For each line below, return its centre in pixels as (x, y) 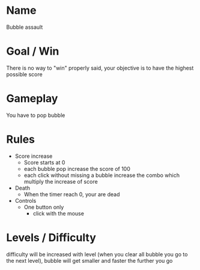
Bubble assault (25, 27)
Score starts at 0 (44, 162)
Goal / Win (33, 51)
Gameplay (32, 99)
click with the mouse (58, 213)
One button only (44, 207)
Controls (26, 200)
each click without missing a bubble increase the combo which (102, 175)
